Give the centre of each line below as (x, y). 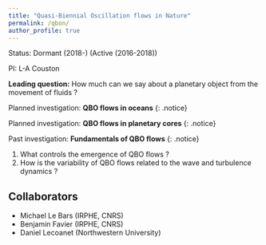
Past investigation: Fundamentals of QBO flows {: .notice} (104, 139)
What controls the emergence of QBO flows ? (95, 154)
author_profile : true (44, 30)
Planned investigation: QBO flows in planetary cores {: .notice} (112, 124)
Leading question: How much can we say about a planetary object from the (133, 84)
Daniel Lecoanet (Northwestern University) (90, 233)
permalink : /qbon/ (39, 23)
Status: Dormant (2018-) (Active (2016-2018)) (83, 53)
